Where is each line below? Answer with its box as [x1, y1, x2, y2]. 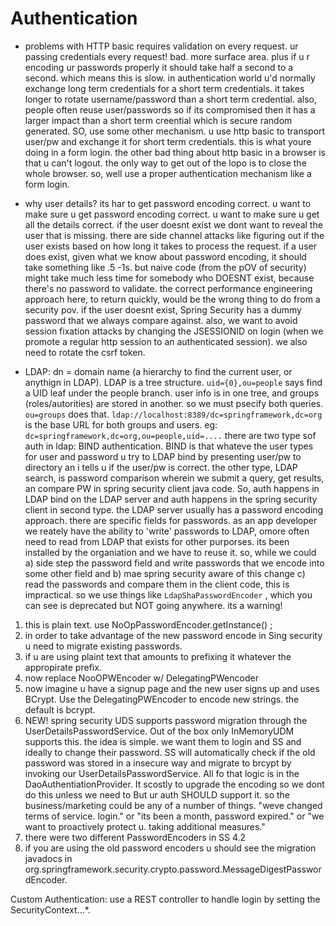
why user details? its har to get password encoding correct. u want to [24, 197, 312, 209]
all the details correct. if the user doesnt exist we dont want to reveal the [24, 218, 323, 231]
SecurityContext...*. [10, 903, 91, 916]
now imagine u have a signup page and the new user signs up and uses [24, 682, 320, 694]
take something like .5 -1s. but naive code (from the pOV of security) [24, 261, 307, 273]
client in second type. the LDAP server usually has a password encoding [24, 503, 324, 516]
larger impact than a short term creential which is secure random [24, 114, 293, 126]
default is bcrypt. [24, 703, 96, 716]
